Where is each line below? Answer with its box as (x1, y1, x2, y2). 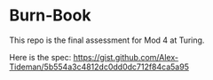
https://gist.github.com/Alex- (73, 52, 179, 62)
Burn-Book (9, 5, 91, 26)
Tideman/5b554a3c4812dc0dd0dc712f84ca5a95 (9, 61, 189, 72)
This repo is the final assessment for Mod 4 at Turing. (9, 35, 205, 45)
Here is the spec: (9, 52, 72, 62)
